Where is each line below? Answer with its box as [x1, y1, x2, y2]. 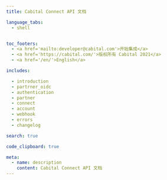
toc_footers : [6, 41, 38, 47]
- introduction [11, 78, 49, 84]
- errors [11, 117, 33, 123]
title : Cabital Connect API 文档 [6, 8, 87, 15]
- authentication [11, 89, 54, 95]
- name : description [11, 160, 62, 166]
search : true [6, 133, 38, 139]
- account [11, 106, 35, 112]
